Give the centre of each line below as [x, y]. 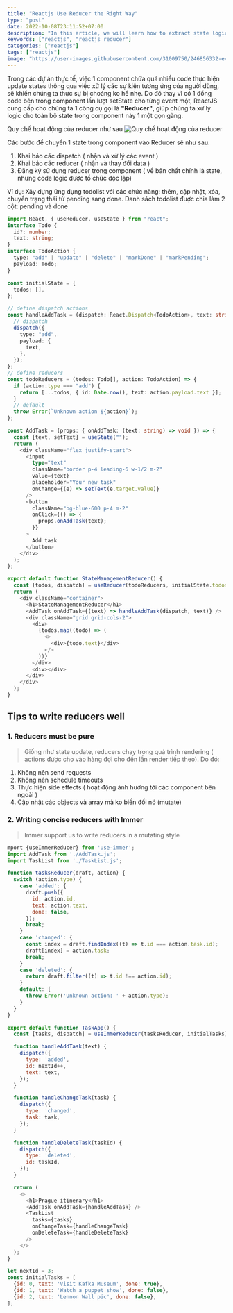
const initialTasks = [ [42, 1278]
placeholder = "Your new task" [74, 483]
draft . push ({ [44, 893]
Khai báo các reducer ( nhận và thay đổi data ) [84, 163]
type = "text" [50, 463]
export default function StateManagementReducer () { [85, 579]
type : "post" [26, 20]
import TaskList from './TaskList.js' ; [65, 861]
